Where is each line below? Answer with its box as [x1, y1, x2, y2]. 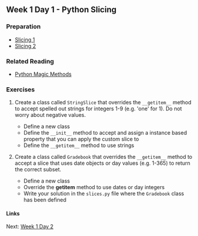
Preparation [6, 23, 41, 31]
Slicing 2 [14, 42, 37, 49]
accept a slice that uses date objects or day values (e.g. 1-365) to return [14, 160, 191, 167]
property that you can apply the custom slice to [23, 136, 139, 143]
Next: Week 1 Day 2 [6, 223, 54, 230]
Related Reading [6, 57, 54, 65]
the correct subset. [14, 166, 61, 173]
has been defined [23, 196, 67, 203]
